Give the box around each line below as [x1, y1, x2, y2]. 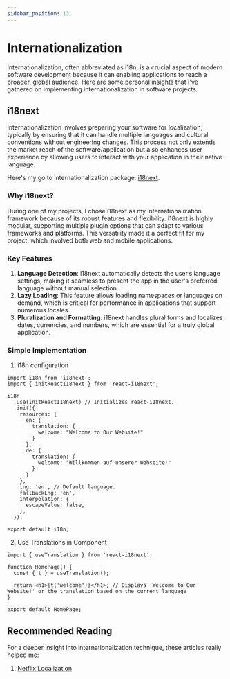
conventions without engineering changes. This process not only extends [7, 138, 216, 146]
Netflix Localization [17, 664, 73, 673]
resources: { [19, 411, 57, 418]
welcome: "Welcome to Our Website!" [37, 429, 144, 436]
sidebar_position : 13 [7, 10, 70, 17]
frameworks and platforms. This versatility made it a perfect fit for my [7, 229, 205, 237]
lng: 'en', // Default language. [19, 484, 116, 491]
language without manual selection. [17, 283, 119, 292]
